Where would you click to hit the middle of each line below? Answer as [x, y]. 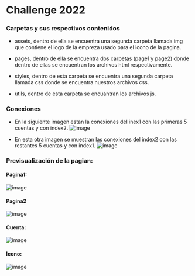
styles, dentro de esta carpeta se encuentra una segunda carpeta [94, 76]
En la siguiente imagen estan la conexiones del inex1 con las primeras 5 [101, 122]
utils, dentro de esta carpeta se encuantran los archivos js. [85, 94]
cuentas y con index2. [41, 128]
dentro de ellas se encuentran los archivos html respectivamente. [93, 65]
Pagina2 [16, 201]
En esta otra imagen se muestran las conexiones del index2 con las [96, 139]
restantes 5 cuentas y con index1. [55, 145]
